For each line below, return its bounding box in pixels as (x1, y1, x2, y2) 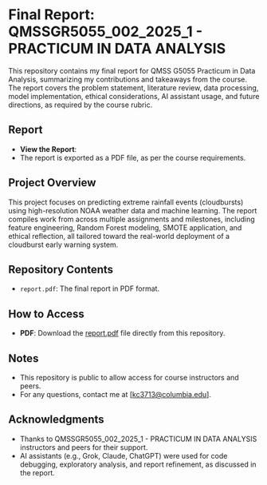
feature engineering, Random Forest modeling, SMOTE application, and (8, 222, 242, 233)
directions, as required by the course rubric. (8, 100, 153, 109)
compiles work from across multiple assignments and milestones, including (8, 214, 255, 224)
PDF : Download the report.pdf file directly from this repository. (19, 328, 226, 338)
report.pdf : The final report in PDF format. (19, 284, 160, 293)
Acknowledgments (8, 413, 105, 427)
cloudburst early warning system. (8, 240, 119, 249)
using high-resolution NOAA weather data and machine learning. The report (8, 205, 257, 215)
